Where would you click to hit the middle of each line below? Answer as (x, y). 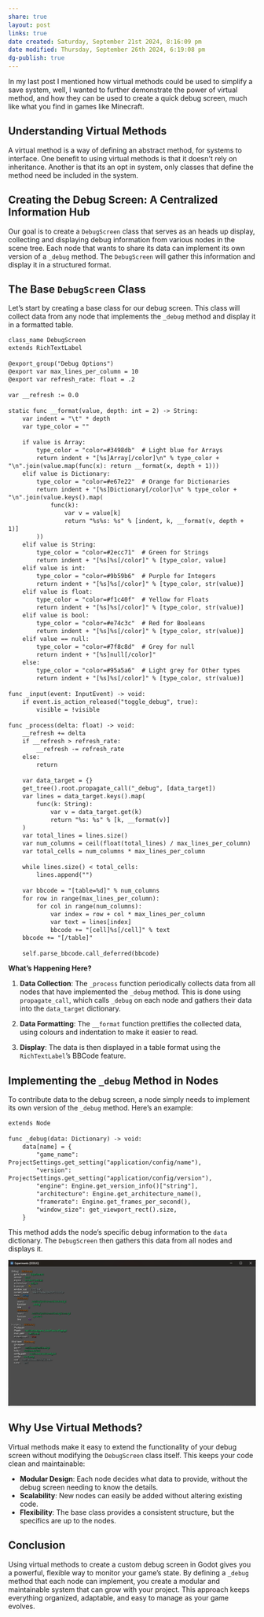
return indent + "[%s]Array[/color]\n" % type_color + (128, 459)
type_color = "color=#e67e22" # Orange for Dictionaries (133, 482)
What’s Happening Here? (50, 968)
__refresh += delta (54, 734)
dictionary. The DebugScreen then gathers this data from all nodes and (120, 1241)
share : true (27, 17)
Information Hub (49, 212)
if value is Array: (54, 443)
